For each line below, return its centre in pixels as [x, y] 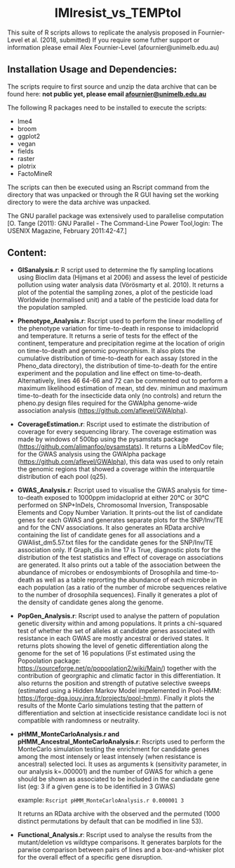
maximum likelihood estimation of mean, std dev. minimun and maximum [122, 388]
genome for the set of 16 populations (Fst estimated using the [106, 653]
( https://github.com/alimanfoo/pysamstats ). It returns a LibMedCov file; [121, 446]
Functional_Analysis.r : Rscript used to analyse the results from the [115, 834]
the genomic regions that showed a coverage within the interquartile [116, 468]
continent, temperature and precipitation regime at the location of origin [121, 343]
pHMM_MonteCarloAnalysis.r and [68, 734]
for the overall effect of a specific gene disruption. [90, 857]
